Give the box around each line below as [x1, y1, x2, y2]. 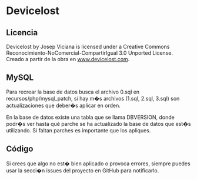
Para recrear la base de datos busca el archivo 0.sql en [6, 88, 140, 95]
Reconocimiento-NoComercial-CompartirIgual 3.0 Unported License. [6, 49, 173, 56]
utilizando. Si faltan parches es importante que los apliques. [6, 126, 151, 134]
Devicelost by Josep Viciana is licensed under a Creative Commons [6, 43, 170, 50]
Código [6, 144, 34, 154]
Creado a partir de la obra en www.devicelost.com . [6, 56, 130, 62]
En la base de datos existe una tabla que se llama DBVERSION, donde [6, 114, 175, 121]
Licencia [6, 28, 38, 38]
